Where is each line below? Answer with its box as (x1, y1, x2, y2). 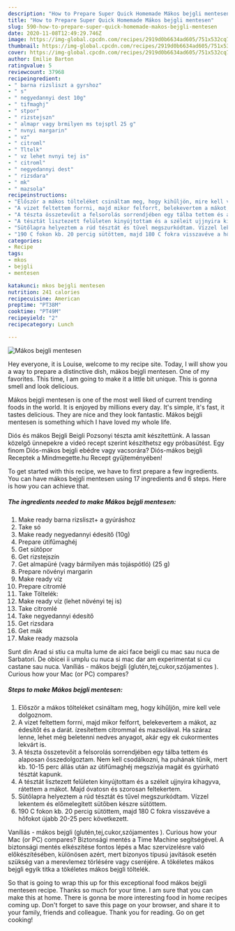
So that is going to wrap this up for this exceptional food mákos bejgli (8, 878, 207, 886)
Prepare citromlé (17, 582, 66, 590)
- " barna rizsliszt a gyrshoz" (8, 82, 102, 89)
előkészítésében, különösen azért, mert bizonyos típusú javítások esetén (8, 850, 217, 858)
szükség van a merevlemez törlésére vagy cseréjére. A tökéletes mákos (8, 857, 215, 865)
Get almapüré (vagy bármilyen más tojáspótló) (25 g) (17, 559, 170, 568)
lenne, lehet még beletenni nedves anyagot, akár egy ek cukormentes (17, 733, 219, 741)
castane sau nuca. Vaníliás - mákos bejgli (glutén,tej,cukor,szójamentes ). (8, 662, 219, 670)
